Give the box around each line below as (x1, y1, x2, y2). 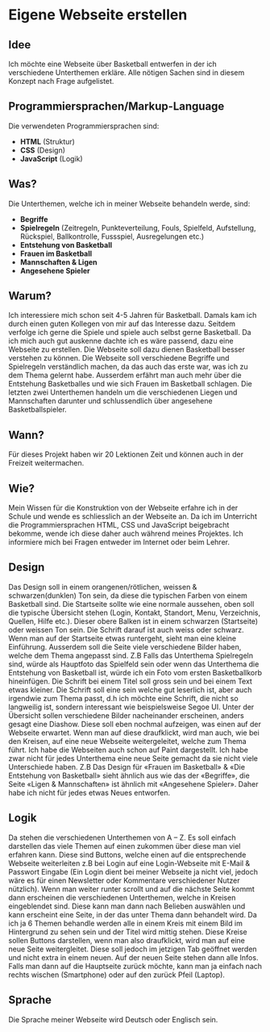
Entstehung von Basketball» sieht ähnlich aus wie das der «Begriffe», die (8, 771, 250, 780)
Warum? (8, 289, 52, 303)
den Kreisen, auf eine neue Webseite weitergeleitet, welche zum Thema (8, 736, 247, 746)
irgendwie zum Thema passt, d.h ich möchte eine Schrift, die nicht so (8, 693, 239, 703)
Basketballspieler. (8, 405, 67, 415)
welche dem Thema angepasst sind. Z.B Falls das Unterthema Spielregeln (8, 650, 254, 660)
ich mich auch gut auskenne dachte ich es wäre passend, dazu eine (8, 336, 234, 346)
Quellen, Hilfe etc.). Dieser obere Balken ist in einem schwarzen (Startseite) (8, 616, 259, 626)
